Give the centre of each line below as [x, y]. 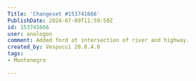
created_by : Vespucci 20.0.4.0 [54, 47]
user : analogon [30, 34]
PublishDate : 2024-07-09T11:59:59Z [60, 21]
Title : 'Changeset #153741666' [54, 14]
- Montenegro [27, 60]
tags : [15, 54]
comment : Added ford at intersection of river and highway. [99, 40]
